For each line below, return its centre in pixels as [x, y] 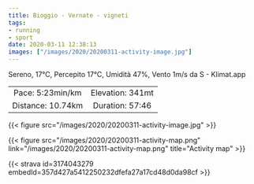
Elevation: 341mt [122, 93]
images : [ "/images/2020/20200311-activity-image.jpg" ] [100, 52]
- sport [21, 37]
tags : [17, 23]
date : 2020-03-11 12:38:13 [52, 45]
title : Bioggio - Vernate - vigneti [68, 15]
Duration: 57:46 [122, 105]
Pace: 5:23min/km [47, 93]
